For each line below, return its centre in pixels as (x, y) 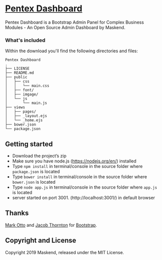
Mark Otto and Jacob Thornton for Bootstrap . (51, 225)
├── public (16, 77)
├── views (15, 107)
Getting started (29, 144)
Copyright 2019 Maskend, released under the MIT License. (65, 252)
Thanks (17, 213)
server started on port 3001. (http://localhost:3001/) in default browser (83, 198)
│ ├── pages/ (21, 112)
